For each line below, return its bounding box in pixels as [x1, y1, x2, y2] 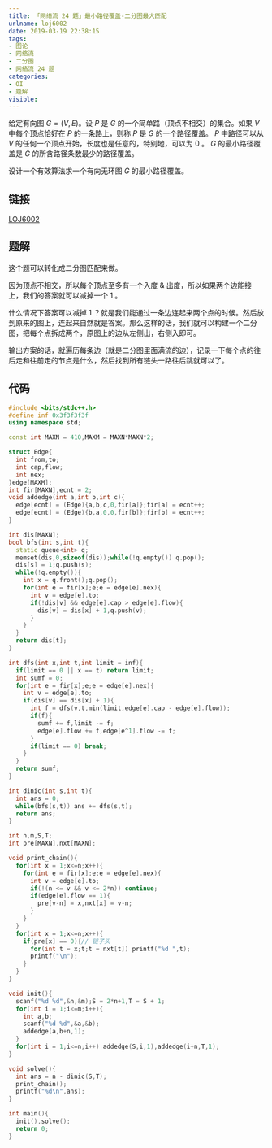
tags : [8, 34, 27, 43]
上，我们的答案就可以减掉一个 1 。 [8, 290, 123, 300]
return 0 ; [15, 1124, 49, 1133]
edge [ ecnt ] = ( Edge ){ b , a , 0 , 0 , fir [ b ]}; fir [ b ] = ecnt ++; [15, 509, 205, 517]
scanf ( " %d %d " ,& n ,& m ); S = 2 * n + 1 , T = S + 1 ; [15, 997, 166, 1005]
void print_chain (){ [8, 854, 79, 863]
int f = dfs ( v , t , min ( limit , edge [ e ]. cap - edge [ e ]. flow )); [29, 704, 231, 712]
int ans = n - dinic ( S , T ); [15, 1072, 107, 1081]
